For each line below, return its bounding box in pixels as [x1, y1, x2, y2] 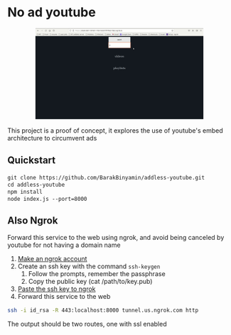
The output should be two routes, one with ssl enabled [7, 320, 167, 329]
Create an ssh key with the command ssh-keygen [17, 262, 161, 270]
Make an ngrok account [17, 255, 87, 263]
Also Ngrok [7, 214, 58, 226]
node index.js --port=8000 [7, 195, 87, 202]
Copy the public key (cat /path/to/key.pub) [28, 278, 153, 286]
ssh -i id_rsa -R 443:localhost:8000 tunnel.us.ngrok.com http [7, 307, 199, 314]
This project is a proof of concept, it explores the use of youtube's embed [7, 126, 224, 135]
